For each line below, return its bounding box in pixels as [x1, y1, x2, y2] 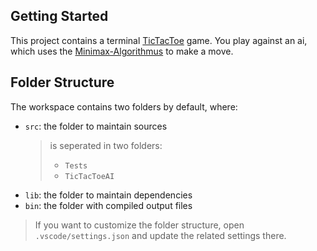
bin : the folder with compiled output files [24, 199, 193, 211]
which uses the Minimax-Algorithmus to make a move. [10, 45, 234, 57]
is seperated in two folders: [49, 139, 163, 151]
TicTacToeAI [64, 171, 115, 181]
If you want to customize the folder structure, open [34, 219, 245, 231]
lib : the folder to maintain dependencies [24, 189, 193, 201]
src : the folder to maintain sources [24, 120, 168, 132]
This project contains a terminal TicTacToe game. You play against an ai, [10, 34, 308, 46]
